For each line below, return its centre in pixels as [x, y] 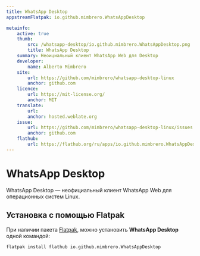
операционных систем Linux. [43, 196]
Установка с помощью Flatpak [65, 215]
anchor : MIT [43, 100]
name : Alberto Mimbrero [57, 67]
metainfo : [18, 28]
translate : [30, 105]
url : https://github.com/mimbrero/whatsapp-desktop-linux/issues [110, 128]
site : [24, 72]
